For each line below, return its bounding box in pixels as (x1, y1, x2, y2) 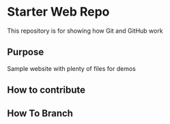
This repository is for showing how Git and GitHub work (7, 27, 163, 35)
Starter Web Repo (7, 4, 110, 20)
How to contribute (7, 84, 86, 96)
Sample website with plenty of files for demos (7, 64, 137, 72)
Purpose (7, 46, 44, 58)
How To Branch (7, 107, 74, 119)
